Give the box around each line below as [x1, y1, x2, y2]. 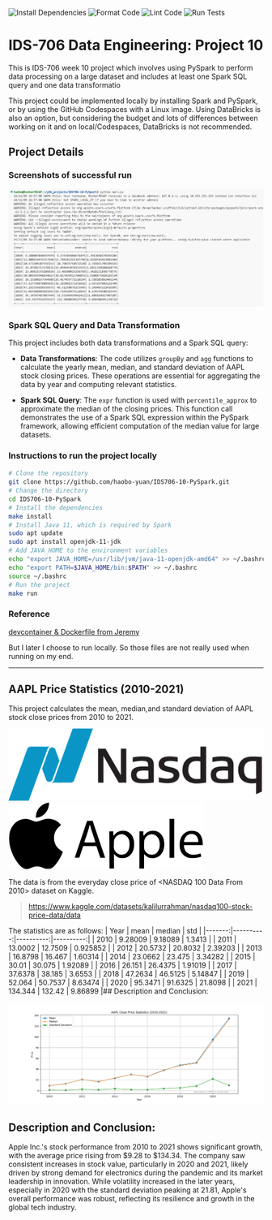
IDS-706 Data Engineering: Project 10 [8, 37, 264, 54]
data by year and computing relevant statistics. [19, 379, 177, 389]
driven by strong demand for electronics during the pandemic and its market [8, 1168, 263, 1178]
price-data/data [28, 910, 81, 920]
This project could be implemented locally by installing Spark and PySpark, [8, 96, 258, 106]
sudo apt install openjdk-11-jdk [8, 538, 121, 546]
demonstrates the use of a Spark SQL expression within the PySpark [19, 412, 249, 422]
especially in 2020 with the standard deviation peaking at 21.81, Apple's [8, 1185, 247, 1195]
